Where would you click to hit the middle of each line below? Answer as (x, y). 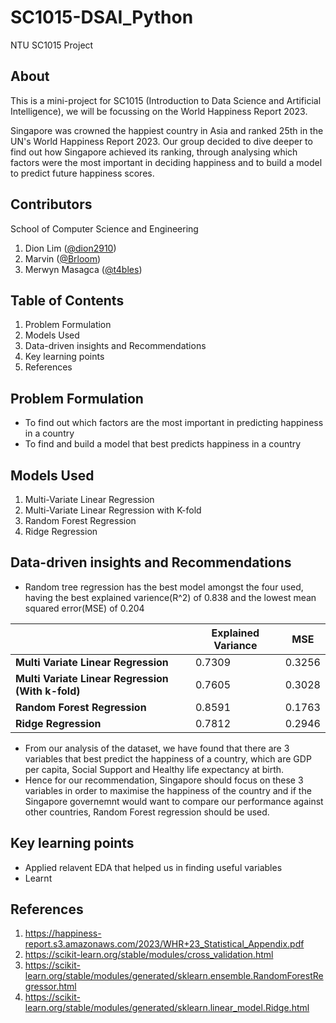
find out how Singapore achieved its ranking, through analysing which (154, 152)
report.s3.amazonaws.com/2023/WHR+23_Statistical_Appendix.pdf (164, 944)
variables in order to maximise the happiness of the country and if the (168, 790)
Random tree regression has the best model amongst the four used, (164, 587)
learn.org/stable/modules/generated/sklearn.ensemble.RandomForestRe (174, 976)
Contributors (51, 204)
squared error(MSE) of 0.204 (84, 608)
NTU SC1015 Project (52, 45)
